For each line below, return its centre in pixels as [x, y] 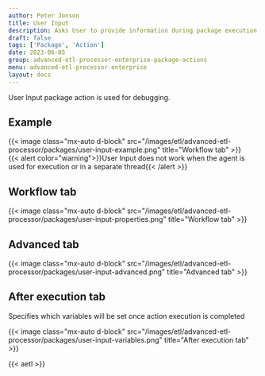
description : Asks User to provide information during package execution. [134, 30]
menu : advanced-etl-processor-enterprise [78, 68]
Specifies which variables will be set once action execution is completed [127, 316]
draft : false [30, 38]
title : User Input [38, 23]
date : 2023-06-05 [37, 52]
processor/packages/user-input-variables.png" [85, 339]
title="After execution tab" [207, 339]
